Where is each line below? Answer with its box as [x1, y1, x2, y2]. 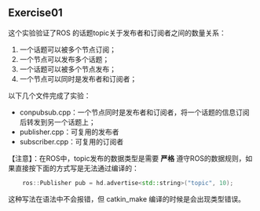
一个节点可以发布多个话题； [19, 54, 110, 64]
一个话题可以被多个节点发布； [19, 64, 116, 74]
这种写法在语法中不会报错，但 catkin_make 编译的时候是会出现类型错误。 [8, 194, 246, 203]
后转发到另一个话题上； [19, 117, 96, 126]
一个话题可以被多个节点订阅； [19, 45, 116, 54]
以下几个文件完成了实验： [8, 90, 91, 100]
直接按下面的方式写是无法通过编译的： [14, 163, 139, 173]
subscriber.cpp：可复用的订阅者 [19, 136, 124, 146]
